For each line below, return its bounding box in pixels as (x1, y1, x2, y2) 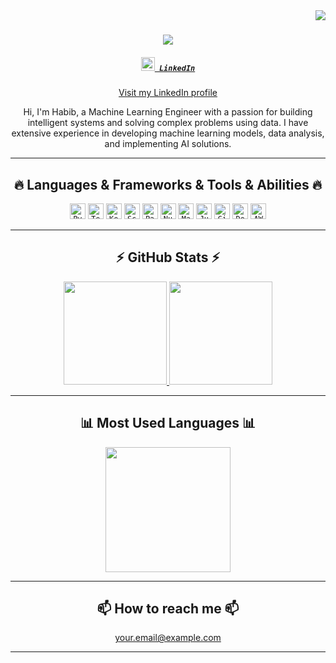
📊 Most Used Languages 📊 (79, 415, 257, 432)
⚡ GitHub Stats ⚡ (115, 249, 221, 266)
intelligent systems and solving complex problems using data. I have (27, 117, 309, 129)
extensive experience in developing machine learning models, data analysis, (11, 127, 325, 139)
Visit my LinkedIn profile (118, 87, 218, 99)
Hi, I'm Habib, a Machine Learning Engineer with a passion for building (23, 106, 313, 118)
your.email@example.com (114, 632, 222, 644)
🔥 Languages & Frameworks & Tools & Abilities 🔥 (13, 176, 323, 193)
